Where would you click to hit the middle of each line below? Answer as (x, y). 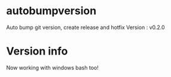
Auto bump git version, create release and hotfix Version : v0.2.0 (86, 27)
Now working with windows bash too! (52, 68)
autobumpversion (51, 11)
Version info (37, 51)
